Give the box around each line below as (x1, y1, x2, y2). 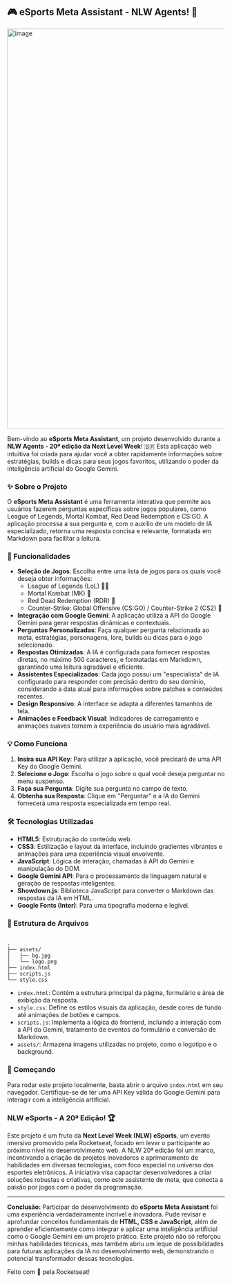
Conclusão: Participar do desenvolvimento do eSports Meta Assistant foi (7, 1203, 218, 1211)
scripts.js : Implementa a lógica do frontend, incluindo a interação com (17, 1018, 222, 1027)
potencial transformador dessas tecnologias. (7, 1254, 135, 1262)
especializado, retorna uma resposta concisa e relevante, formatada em (7, 527, 212, 535)
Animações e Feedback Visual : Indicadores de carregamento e (17, 715, 199, 723)
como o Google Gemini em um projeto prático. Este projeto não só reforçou (7, 1232, 221, 1240)
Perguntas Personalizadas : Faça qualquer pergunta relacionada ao (17, 626, 210, 634)
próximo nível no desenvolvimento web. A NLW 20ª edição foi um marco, (7, 1146, 215, 1154)
